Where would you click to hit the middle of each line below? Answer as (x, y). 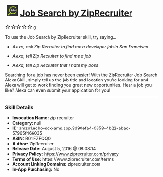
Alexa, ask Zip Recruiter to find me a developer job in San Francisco (80, 47)
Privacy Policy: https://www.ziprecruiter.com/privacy (65, 154)
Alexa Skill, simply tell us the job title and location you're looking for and (77, 80)
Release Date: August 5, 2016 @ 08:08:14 (54, 149)
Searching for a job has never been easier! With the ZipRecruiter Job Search (81, 75)
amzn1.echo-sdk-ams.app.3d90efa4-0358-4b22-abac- (75, 128)
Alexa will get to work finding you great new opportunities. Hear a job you (78, 85)
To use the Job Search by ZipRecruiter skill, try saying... (61, 37)
